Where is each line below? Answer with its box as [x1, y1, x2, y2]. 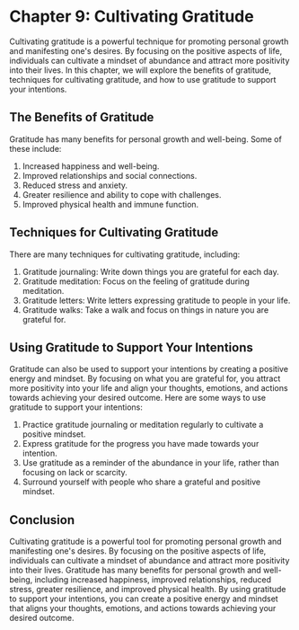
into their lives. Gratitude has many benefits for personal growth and [9, 564, 262, 576]
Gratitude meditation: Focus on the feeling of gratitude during [22, 276, 250, 287]
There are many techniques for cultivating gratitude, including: [9, 249, 241, 260]
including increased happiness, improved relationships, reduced [34, 574, 272, 585]
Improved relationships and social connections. [22, 170, 198, 181]
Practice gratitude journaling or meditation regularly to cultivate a [22, 420, 264, 430]
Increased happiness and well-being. [22, 160, 160, 172]
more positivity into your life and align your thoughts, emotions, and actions [9, 383, 289, 394]
